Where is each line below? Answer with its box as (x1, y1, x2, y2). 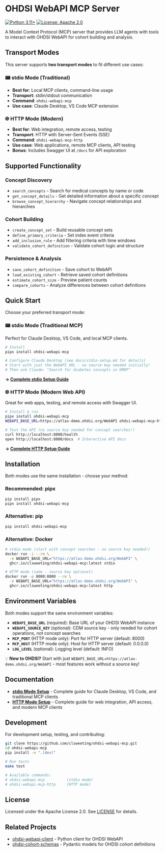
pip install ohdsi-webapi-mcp (5, 524, 67, 529)
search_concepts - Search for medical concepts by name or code (12, 188, 144, 194)
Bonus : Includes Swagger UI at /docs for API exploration (12, 148, 127, 154)
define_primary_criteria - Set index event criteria (12, 232, 114, 238)
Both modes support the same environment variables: (5, 610, 114, 616)
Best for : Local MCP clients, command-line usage (12, 87, 113, 93)
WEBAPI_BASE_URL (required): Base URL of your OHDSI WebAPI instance (12, 620, 155, 625)
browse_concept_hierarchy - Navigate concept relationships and (12, 198, 141, 204)
